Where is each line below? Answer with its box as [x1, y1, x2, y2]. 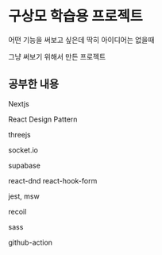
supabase [8, 160, 41, 170]
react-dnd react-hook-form [8, 176, 98, 185]
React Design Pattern [8, 114, 78, 124]
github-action [8, 238, 53, 247]
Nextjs [8, 99, 29, 108]
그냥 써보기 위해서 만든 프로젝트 [8, 52, 106, 61]
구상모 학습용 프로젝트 [8, 7, 143, 25]
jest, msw [8, 191, 40, 201]
